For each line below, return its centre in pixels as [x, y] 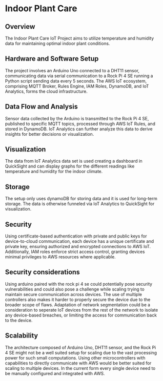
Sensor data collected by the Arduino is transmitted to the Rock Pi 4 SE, [77, 118]
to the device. [19, 320]
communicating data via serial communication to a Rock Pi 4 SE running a [79, 76]
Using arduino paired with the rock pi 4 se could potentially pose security [79, 284]
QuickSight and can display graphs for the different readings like [70, 166]
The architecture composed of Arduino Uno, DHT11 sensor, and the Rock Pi [81, 347]
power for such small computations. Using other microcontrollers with [75, 358]
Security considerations [42, 272]
